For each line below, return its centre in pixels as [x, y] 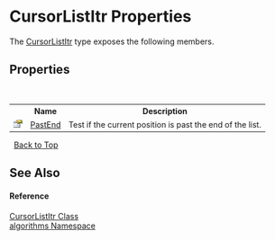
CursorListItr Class [44, 216]
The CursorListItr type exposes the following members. [112, 41]
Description [165, 111]
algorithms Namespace [53, 226]
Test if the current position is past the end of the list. [165, 124]
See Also [35, 173]
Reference [29, 196]
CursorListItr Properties [101, 17]
